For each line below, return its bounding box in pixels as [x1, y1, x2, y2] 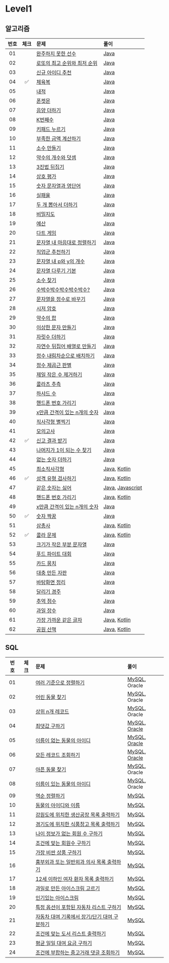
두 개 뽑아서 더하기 [36, 201, 78, 208]
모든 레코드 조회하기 [35, 751, 80, 758]
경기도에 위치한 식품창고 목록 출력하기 [35, 821, 120, 828]
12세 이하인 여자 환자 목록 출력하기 [35, 875, 114, 882]
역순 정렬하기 [35, 792, 65, 799]
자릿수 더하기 [36, 333, 66, 340]
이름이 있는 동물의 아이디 [35, 780, 91, 787]
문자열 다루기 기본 [36, 267, 76, 274]
